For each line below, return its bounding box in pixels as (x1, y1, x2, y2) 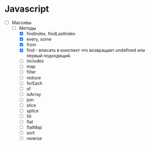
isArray (26, 91, 41, 97)
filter (26, 69, 36, 75)
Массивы (11, 20, 31, 25)
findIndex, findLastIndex (26, 31, 76, 37)
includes (26, 58, 44, 64)
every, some (26, 36, 52, 42)
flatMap (26, 124, 42, 130)
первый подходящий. (26, 53, 72, 59)
